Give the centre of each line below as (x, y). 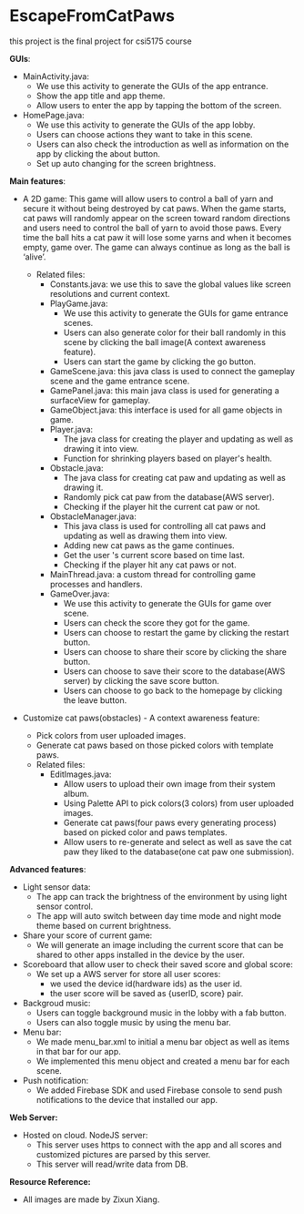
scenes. (78, 322)
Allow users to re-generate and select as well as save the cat (177, 842)
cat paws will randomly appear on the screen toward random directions (157, 218)
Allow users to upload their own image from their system (169, 783)
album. (76, 793)
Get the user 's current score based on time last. (154, 555)
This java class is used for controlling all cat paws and (165, 525)
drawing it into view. (101, 448)
